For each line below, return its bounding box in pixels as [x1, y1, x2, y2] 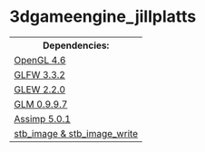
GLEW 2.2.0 [14, 83, 66, 96]
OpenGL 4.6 [14, 53, 66, 66]
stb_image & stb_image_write [14, 127, 139, 139]
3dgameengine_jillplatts [9, 6, 197, 27]
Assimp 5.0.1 [14, 112, 71, 125]
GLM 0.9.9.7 [14, 98, 68, 110]
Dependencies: [42, 39, 110, 52]
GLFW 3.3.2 [14, 68, 66, 81]
